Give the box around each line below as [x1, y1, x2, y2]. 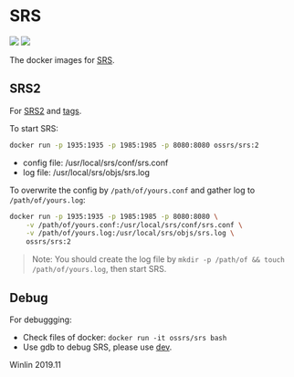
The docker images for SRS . [9, 54, 116, 65]
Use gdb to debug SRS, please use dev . [22, 341, 173, 352]
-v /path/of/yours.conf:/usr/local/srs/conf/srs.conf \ [26, 220, 244, 229]
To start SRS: [9, 122, 59, 133]
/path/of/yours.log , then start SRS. [31, 264, 167, 275]
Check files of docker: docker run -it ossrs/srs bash [22, 331, 227, 342]
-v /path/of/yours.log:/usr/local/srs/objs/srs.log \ [26, 229, 235, 238]
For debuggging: [9, 314, 72, 325]
